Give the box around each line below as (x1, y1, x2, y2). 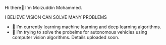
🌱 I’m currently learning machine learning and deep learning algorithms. (12, 24, 161, 30)
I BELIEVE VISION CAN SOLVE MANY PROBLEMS (5, 14, 107, 20)
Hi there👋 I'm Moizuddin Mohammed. (5, 5, 82, 10)
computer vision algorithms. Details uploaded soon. (12, 35, 120, 40)
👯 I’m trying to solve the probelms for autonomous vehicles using (12, 29, 147, 35)
